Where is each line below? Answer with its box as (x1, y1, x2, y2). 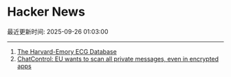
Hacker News (7, 4, 86, 20)
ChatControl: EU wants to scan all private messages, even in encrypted (16, 55, 219, 63)
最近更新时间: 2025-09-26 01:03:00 (7, 27, 109, 35)
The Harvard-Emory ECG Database (16, 47, 117, 55)
